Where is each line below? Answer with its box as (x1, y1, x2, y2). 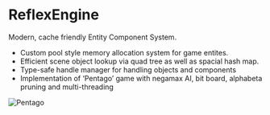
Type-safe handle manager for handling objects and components (19, 64, 236, 74)
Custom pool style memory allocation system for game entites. (19, 47, 229, 57)
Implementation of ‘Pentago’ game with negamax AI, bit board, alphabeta (19, 73, 263, 83)
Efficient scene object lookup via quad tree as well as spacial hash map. (19, 56, 260, 66)
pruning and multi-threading (19, 82, 114, 92)
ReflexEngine (8, 6, 99, 24)
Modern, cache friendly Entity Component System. (8, 32, 177, 42)
